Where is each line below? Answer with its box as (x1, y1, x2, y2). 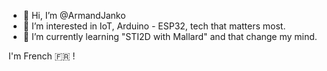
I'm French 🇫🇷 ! (8, 50, 76, 62)
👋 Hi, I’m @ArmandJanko (22, 10, 126, 21)
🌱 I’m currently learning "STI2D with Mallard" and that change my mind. (22, 31, 318, 42)
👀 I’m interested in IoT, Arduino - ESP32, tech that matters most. (22, 20, 286, 32)
